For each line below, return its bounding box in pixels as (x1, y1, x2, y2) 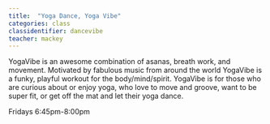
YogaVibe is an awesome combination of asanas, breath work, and (8, 57, 231, 66)
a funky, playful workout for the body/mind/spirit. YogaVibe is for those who (8, 74, 262, 83)
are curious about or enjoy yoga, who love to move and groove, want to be (8, 83, 257, 92)
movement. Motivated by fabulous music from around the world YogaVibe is (8, 66, 262, 75)
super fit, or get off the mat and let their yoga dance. (8, 91, 184, 101)
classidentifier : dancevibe (8, 27, 104, 35)
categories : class (8, 19, 71, 28)
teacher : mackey (8, 34, 63, 43)
